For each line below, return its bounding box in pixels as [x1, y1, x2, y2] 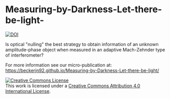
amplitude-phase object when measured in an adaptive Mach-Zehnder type [5, 46, 165, 53]
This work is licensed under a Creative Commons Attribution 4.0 [5, 83, 141, 89]
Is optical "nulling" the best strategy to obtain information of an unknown [5, 41, 159, 47]
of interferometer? [5, 52, 44, 58]
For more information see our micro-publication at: [5, 62, 112, 68]
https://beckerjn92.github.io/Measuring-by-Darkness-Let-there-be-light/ [5, 67, 160, 73]
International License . [5, 88, 51, 94]
